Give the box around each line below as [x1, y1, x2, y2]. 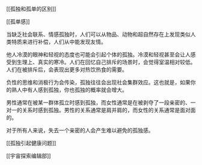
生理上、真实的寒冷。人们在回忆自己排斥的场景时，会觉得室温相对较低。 [16, 59, 196, 65]
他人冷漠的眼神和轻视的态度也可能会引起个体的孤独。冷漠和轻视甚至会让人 [6, 51, 191, 58]
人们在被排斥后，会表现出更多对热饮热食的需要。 [6, 66, 127, 73]
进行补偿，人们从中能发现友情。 [26, 38, 106, 45]
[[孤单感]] [6, 18, 30, 25]
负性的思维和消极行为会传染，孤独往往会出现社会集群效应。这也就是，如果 [6, 79, 191, 86]
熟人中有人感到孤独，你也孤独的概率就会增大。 [11, 86, 127, 93]
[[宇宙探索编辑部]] [6, 152, 51, 159]
